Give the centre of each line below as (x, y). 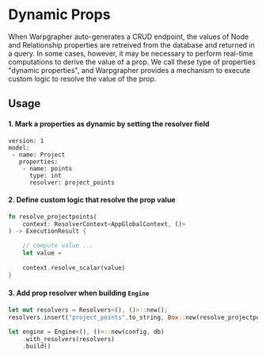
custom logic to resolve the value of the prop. (82, 79)
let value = (42, 253)
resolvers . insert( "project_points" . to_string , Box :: (97, 317)
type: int (45, 175)
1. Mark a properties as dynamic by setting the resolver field (109, 124)
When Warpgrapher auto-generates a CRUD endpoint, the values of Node (129, 36)
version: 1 (26, 140)
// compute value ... (58, 246)
